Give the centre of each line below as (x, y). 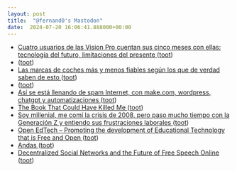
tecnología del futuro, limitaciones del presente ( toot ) (95, 55)
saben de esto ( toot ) (48, 77)
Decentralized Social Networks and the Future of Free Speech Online (118, 153)
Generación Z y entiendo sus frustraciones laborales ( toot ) (103, 123)
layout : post (27, 14)
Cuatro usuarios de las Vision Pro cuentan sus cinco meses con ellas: (119, 48)
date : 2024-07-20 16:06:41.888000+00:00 (70, 27)
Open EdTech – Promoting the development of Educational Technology (121, 130)
